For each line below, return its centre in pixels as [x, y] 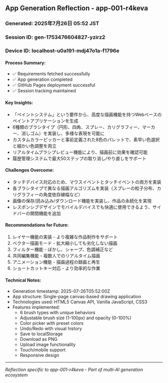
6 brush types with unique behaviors [58, 313]
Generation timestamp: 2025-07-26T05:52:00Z [61, 291]
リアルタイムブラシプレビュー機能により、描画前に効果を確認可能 [80, 152]
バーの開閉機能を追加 [39, 213]
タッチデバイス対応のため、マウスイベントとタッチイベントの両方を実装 [87, 182]
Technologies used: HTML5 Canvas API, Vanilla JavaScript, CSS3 [80, 302]
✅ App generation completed [42, 79]
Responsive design [39, 355]
